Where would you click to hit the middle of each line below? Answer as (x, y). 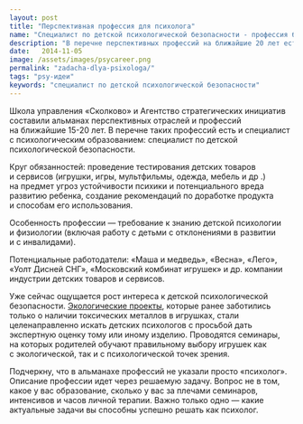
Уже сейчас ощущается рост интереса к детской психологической (139, 296)
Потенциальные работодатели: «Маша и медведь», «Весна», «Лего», (143, 259)
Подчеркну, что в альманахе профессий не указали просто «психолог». (148, 371)
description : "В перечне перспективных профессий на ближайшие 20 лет (145, 43)
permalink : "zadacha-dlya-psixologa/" (82, 69)
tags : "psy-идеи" (42, 77)
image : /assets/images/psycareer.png (80, 60)
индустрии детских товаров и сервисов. (87, 278)
